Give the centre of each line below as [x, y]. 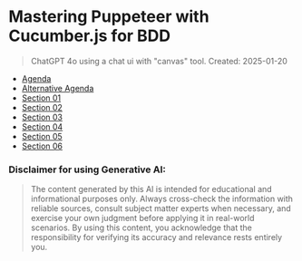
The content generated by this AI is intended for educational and [151, 189]
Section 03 [42, 117]
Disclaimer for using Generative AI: [88, 169]
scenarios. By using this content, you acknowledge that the [141, 227]
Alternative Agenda [58, 88]
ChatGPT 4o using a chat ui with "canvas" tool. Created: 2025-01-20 [159, 61]
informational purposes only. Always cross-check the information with [162, 199]
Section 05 [42, 136]
